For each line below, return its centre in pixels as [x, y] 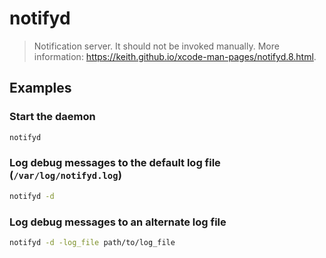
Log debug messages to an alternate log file [118, 222]
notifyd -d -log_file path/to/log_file [92, 242]
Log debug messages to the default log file [115, 163]
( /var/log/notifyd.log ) [65, 175]
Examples [40, 88]
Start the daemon [52, 117]
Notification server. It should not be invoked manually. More [156, 46]
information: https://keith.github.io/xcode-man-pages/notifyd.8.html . [175, 56]
